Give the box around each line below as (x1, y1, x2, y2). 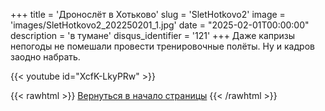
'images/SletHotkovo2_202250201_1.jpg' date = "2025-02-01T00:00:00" (10, 19, 310, 31)
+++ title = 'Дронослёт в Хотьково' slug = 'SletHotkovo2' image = (10, 9, 286, 20)
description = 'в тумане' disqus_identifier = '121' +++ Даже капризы (10, 30, 296, 41)
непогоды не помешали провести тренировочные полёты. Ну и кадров (10, 40, 315, 52)
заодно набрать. (10, 51, 81, 63)
